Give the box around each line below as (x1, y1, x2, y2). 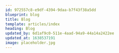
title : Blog (5, 17, 30, 22)
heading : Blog (5, 26, 35, 31)
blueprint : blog (5, 12, 39, 17)
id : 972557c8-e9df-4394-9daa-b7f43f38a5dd (5, 7, 96, 13)
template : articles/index (5, 21, 60, 27)
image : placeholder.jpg (5, 40, 56, 45)
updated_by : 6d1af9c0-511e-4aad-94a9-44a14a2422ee (5, 31, 114, 36)
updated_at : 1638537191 (5, 36, 56, 41)
